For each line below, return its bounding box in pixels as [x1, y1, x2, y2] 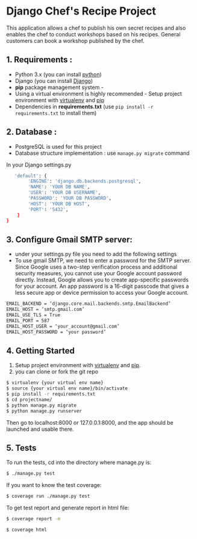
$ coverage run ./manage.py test [6, 493, 90, 500]
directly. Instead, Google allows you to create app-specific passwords [14, 276, 189, 284]
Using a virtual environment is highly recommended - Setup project [14, 90, 183, 97]
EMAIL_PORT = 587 [6, 318, 50, 324]
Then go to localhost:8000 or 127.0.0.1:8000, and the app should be [6, 419, 174, 426]
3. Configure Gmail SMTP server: [6, 234, 133, 244]
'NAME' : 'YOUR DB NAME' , [28, 184, 90, 190]
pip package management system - [14, 83, 104, 91]
